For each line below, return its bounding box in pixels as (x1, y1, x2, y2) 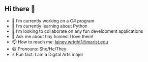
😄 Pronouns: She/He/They (11, 46, 67, 52)
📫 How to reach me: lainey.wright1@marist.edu (11, 39, 109, 44)
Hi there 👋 (4, 5, 35, 13)
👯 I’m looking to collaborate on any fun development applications (11, 28, 144, 34)
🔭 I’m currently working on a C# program (11, 18, 94, 23)
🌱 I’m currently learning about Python (11, 23, 88, 29)
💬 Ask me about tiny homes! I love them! (11, 33, 94, 39)
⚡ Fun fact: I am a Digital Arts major (11, 51, 84, 57)
